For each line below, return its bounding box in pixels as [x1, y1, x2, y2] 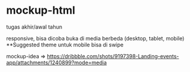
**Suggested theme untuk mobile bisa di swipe [6, 41, 124, 48]
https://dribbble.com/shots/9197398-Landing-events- [47, 52, 179, 60]
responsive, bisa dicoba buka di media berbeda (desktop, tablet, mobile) [6, 35, 185, 42]
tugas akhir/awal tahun [6, 23, 63, 30]
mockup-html [6, 4, 76, 17]
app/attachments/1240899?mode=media [6, 59, 107, 66]
